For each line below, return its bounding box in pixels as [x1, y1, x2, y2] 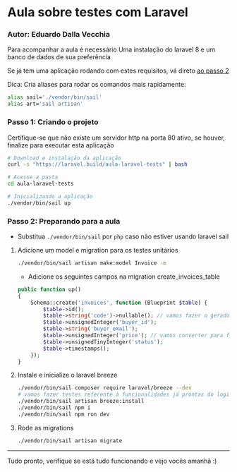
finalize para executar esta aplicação [7, 140, 114, 149]
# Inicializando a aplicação [7, 193, 93, 200]
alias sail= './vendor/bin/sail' [7, 94, 102, 101]
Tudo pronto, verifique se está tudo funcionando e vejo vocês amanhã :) [7, 456, 217, 465]
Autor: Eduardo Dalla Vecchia [7, 30, 111, 40]
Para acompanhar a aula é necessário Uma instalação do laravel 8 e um [7, 45, 216, 54]
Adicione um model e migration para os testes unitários [17, 246, 178, 255]
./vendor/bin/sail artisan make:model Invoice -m [17, 260, 167, 267]
